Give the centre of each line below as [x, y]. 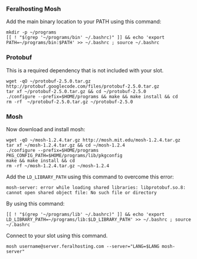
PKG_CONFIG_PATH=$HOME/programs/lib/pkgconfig [64, 155]
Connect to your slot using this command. [57, 235]
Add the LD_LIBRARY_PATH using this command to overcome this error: [90, 177]
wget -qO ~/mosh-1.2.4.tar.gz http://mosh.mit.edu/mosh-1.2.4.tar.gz [93, 140]
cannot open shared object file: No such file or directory [82, 192]
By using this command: [35, 203]
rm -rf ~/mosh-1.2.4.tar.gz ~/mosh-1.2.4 [58, 166]
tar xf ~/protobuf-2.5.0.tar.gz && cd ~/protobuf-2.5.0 [76, 91]
